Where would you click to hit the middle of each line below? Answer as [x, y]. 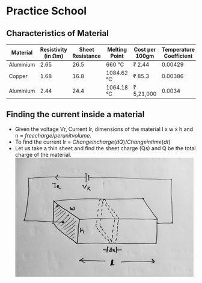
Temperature [178, 49]
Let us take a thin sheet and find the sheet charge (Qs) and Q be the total [105, 148]
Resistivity [54, 49]
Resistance [87, 56]
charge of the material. [43, 154]
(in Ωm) [54, 56]
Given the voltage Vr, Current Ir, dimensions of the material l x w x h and [104, 129]
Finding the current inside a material [75, 114]
